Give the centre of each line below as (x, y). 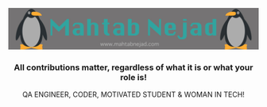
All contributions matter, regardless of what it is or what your (133, 67)
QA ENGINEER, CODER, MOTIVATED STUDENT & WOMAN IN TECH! (133, 94)
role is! (133, 78)
